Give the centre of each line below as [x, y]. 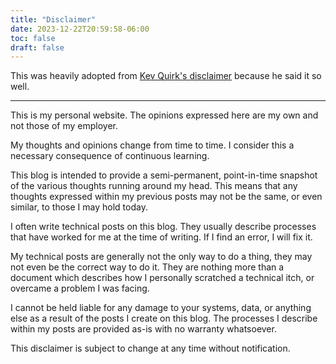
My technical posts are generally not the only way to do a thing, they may [161, 257]
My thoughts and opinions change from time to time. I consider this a [152, 145]
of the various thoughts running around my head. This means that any [154, 186]
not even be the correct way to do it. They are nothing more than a [147, 267]
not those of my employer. [64, 126]
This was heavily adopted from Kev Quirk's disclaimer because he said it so [166, 76]
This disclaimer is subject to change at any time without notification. [150, 348]
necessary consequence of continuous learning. [110, 156]
